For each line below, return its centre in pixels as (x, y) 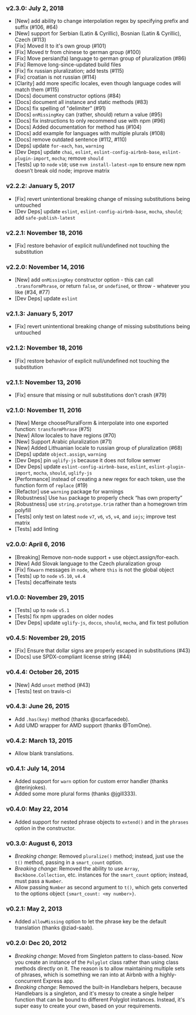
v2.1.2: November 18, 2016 (45, 348)
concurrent (28, 981)
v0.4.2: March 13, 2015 (39, 740)
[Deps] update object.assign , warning (60, 454)
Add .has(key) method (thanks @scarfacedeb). (72, 719)
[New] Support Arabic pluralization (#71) (63, 442)
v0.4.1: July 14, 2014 (36, 769)
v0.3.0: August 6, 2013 (39, 843)
